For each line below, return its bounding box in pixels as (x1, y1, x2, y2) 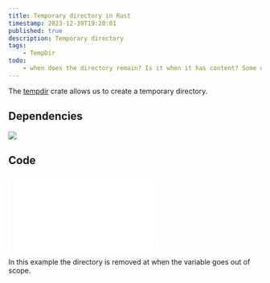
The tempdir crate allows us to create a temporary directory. (8, 86, 208, 96)
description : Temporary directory (8, 34, 125, 43)
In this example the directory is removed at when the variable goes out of (8, 257, 251, 267)
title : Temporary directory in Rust (8, 11, 131, 20)
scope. (8, 266, 31, 276)
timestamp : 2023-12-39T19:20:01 (8, 19, 117, 27)
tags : (8, 42, 27, 50)
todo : (8, 57, 27, 65)
